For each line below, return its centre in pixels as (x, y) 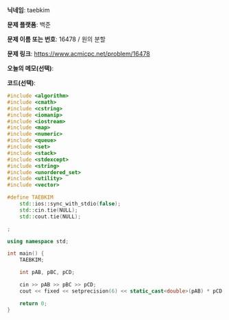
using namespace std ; (38, 241)
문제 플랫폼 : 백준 (29, 25)
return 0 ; (34, 304)
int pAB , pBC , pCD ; (47, 273)
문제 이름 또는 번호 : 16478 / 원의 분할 (57, 39)
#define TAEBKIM (30, 197)
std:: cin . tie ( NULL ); (49, 210)
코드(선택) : (22, 83)
